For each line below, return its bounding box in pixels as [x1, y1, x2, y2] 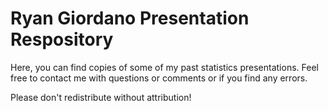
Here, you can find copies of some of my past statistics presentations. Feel [10, 61, 319, 73]
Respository [10, 28, 114, 51]
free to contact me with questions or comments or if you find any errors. [10, 72, 308, 84]
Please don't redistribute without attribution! [10, 91, 192, 103]
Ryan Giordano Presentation [10, 7, 250, 30]
